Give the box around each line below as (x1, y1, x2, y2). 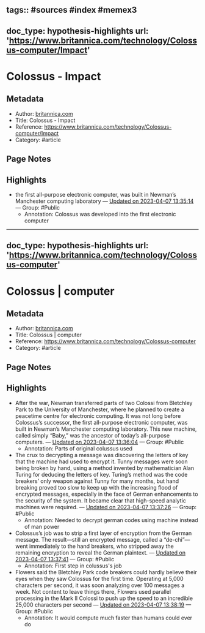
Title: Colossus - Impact (15, 116, 76, 124)
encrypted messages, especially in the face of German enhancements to (15, 490, 198, 498)
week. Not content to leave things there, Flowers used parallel (15, 588, 171, 595)
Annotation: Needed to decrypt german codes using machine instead (24, 516, 198, 523)
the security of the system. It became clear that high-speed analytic (15, 496, 186, 504)
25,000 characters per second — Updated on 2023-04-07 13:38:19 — (15, 601, 192, 608)
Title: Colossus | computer (15, 331, 82, 339)
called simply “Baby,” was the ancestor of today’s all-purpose (15, 431, 170, 439)
